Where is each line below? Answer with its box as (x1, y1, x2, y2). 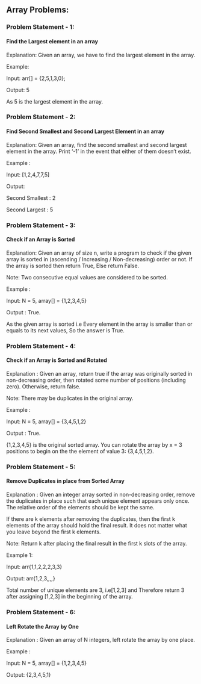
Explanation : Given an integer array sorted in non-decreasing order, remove (6, 491, 196, 499)
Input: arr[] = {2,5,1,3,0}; (6, 75, 66, 82)
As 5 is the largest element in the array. (6, 98, 104, 105)
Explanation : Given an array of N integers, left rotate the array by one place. (6, 636, 196, 644)
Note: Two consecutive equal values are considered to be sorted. (6, 273, 169, 281)
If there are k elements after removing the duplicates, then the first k (6, 515, 176, 523)
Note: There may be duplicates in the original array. (6, 394, 134, 402)
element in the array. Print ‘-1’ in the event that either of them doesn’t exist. (6, 148, 191, 155)
